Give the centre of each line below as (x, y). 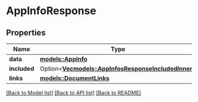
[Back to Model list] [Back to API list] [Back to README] (74, 93)
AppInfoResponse (51, 11)
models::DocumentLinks (75, 78)
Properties (26, 33)
